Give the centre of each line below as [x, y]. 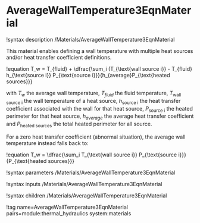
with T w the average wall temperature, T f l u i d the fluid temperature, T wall [94, 94]
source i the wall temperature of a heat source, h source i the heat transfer [93, 101]
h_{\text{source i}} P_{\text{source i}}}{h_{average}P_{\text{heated [88, 75]
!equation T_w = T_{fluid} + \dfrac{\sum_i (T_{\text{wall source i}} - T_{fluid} [99, 68]
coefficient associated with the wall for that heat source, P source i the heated [100, 109]
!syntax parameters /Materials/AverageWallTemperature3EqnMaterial [91, 172]
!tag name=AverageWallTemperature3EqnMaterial [67, 207]
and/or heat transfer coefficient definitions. [59, 57]
